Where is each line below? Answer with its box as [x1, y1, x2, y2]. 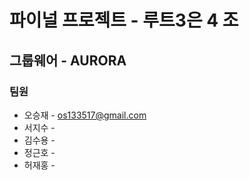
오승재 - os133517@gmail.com [23, 109, 147, 121]
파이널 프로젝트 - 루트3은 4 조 [9, 9, 239, 32]
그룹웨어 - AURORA [9, 52, 127, 69]
